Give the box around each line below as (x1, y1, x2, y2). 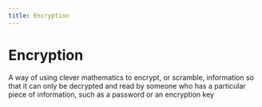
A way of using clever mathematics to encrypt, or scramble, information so (8, 73, 254, 82)
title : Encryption (8, 11, 69, 20)
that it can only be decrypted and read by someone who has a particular (8, 81, 246, 90)
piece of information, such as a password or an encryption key (8, 89, 214, 99)
